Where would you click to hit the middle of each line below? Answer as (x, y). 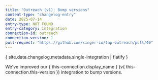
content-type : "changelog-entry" (41, 15)
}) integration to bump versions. (89, 72)
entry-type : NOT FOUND (29, 24)
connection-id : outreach (31, 33)
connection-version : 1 (29, 38)
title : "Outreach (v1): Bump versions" (48, 10)
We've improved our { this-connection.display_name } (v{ (65, 66)
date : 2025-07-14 (24, 19)
